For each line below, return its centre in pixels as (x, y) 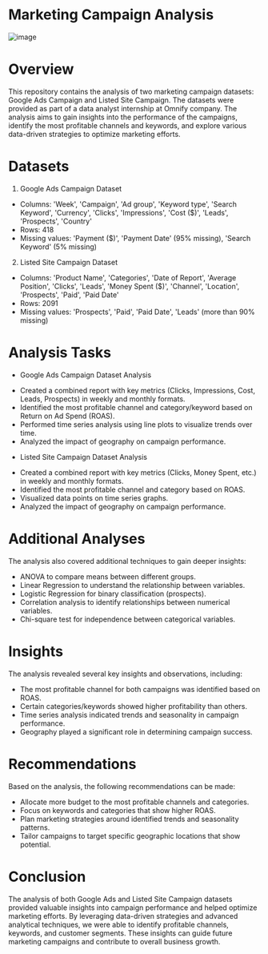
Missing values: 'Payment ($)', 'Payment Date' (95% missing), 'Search (135, 238)
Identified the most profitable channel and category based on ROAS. (132, 489)
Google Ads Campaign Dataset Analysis (86, 375)
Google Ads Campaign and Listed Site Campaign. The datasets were (121, 100)
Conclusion (47, 877)
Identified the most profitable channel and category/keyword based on (136, 407)
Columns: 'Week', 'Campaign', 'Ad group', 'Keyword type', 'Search (128, 204)
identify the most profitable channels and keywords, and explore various (128, 125)
